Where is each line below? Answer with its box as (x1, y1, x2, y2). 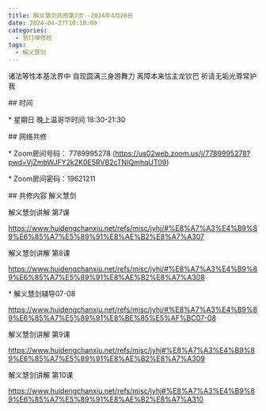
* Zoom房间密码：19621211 (8, 174, 97, 183)
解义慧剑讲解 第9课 (8, 330, 70, 339)
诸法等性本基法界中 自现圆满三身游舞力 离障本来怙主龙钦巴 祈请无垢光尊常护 (8, 71, 257, 80)
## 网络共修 (8, 132, 47, 141)
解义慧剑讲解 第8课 (8, 248, 70, 258)
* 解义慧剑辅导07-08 (8, 289, 76, 298)
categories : (8, 26, 47, 34)
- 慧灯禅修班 (15, 33, 53, 42)
